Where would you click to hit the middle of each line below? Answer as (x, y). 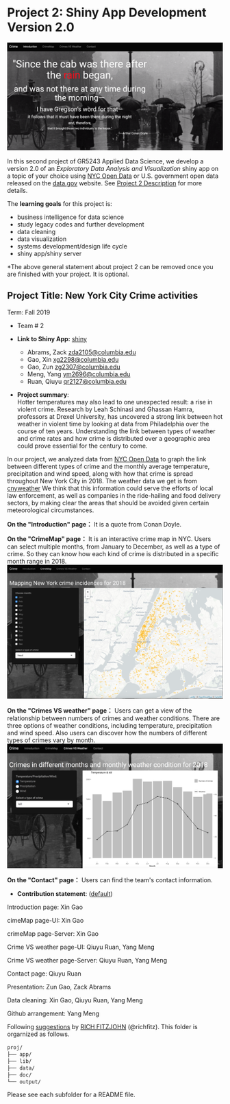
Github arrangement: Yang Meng (53, 1013)
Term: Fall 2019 (29, 312)
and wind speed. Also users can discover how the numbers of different (107, 733)
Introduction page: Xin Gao (45, 907)
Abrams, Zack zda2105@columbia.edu (81, 352)
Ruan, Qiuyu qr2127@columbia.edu (77, 381)
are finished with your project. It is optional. (68, 274)
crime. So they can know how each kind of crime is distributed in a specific (113, 553)
